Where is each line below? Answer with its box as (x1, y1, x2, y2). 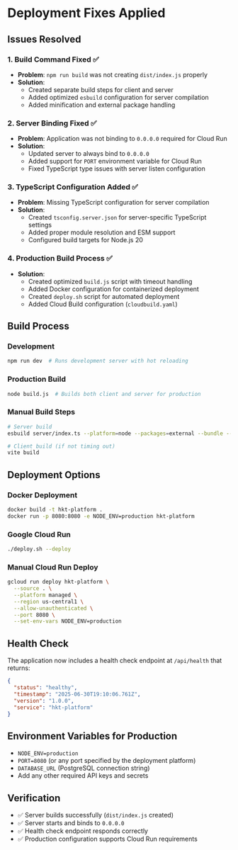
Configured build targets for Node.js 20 (28, 236, 144, 244)
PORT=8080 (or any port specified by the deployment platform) (17, 756, 196, 765)
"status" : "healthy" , (13, 684, 78, 691)
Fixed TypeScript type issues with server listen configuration (28, 164, 205, 173)
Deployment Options (7, 469, 101, 481)
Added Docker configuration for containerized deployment (28, 285, 200, 293)
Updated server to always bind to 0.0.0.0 (28, 149, 150, 158)
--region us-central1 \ (13, 598, 84, 605)
